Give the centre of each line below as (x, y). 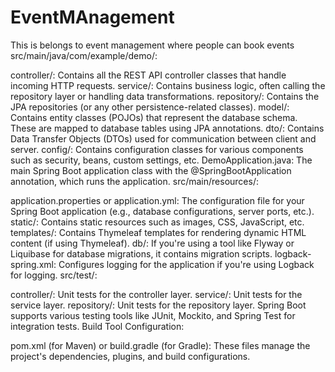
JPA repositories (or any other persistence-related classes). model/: (150, 107)
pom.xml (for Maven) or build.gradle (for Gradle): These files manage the (160, 345)
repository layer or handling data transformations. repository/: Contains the (165, 96)
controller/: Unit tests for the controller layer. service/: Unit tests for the (156, 294)
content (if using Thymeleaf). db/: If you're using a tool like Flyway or (152, 243)
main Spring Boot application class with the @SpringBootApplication (151, 170)
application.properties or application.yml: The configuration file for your (157, 200)
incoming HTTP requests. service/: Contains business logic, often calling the (168, 85)
